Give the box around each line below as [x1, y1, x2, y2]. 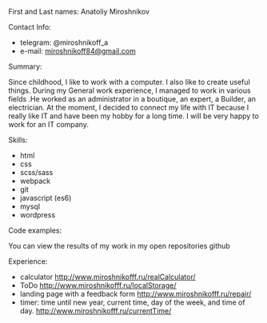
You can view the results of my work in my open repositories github [8, 241, 230, 250]
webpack [19, 176, 50, 185]
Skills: [8, 135, 28, 145]
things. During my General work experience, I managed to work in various [8, 86, 251, 95]
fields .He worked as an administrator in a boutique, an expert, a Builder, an [8, 94, 257, 103]
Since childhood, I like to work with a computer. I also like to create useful [8, 78, 250, 86]
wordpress [19, 210, 56, 219]
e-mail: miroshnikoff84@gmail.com [19, 46, 136, 55]
